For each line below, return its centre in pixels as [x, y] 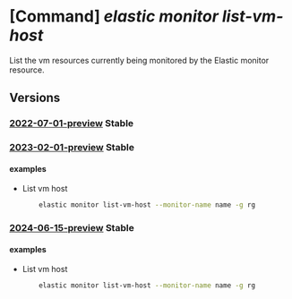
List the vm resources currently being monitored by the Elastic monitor [139, 60]
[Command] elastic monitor [114, 17]
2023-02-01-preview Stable [72, 148]
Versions [35, 98]
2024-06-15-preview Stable [72, 228]
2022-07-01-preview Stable [72, 124]
